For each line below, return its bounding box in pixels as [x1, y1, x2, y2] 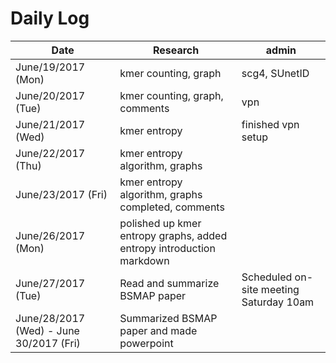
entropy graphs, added [119, 228, 228, 242]
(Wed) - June [15, 323, 80, 337]
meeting [260, 282, 300, 296]
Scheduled [241, 270, 293, 284]
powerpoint [119, 336, 174, 350]
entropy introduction [119, 241, 216, 255]
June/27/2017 [15, 276, 86, 290]
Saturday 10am [241, 295, 315, 309]
